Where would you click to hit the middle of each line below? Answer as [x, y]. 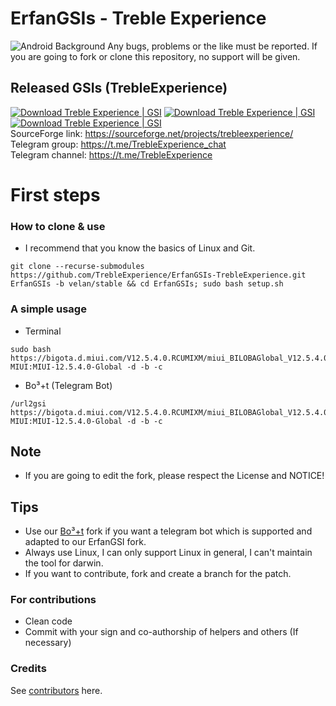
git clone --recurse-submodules [77, 267]
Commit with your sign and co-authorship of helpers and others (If [161, 632]
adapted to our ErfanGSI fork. [85, 542]
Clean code [48, 621]
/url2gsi [28, 403]
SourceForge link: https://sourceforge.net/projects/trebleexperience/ [152, 133]
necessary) [48, 643]
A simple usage [48, 309]
